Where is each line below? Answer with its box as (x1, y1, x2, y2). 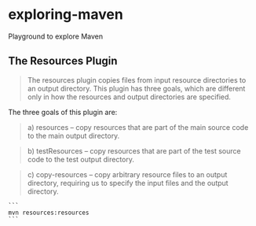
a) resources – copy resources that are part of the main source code (27, 122, 249, 132)
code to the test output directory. (27, 154, 135, 164)
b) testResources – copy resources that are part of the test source (27, 146, 241, 155)
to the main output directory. (27, 131, 120, 140)
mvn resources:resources (8, 209, 90, 217)
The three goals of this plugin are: (8, 107, 118, 117)
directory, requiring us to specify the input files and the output (27, 178, 229, 187)
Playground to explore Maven (8, 31, 104, 41)
